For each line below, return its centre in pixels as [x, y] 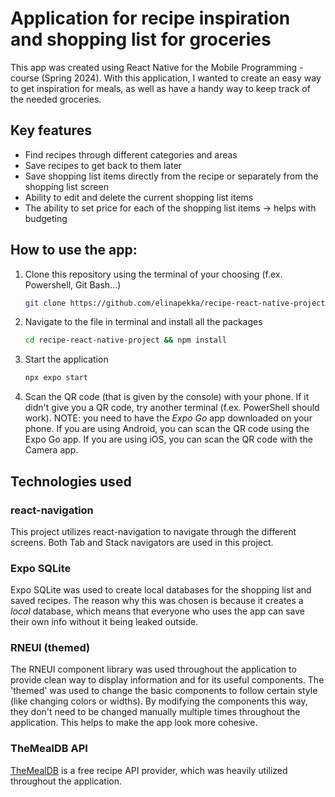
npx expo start [56, 378]
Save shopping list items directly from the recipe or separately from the [171, 176]
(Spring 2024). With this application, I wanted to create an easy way [181, 78]
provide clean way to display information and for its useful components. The [167, 680]
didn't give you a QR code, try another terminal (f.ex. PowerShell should [172, 408]
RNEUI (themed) [50, 648]
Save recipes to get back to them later [103, 165]
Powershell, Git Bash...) [73, 284]
